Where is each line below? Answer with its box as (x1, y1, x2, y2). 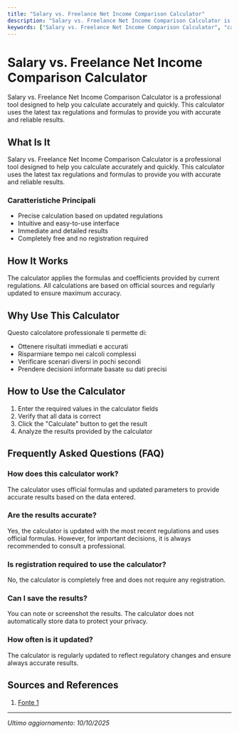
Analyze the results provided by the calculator (17, 427, 153, 435)
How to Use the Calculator (7, 385, 126, 398)
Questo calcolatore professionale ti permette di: (7, 329, 147, 337)
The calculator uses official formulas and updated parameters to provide (7, 485, 220, 494)
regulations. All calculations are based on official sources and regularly (7, 282, 216, 290)
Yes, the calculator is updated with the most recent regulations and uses (7, 526, 219, 535)
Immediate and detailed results (17, 227, 109, 235)
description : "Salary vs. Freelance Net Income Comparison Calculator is (7, 17, 231, 24)
